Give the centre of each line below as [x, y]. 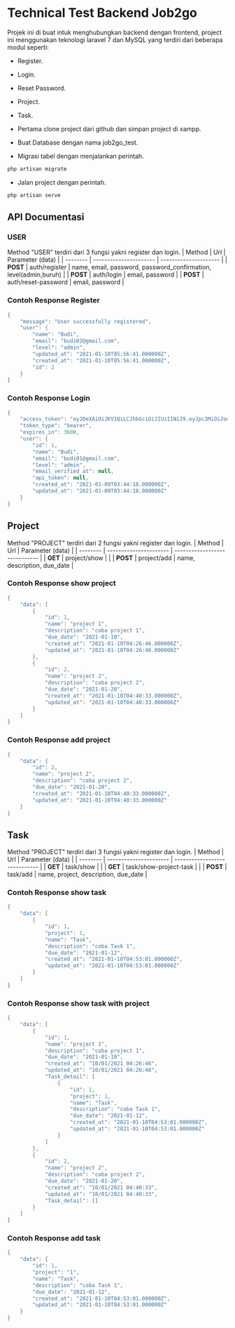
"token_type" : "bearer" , [56, 426]
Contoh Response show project [62, 583]
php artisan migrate [37, 169]
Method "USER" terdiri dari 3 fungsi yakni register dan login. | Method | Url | [116, 252]
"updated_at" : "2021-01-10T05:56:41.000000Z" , [101, 354]
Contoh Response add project [59, 740]
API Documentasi [46, 217]
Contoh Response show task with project [78, 1003]
